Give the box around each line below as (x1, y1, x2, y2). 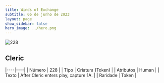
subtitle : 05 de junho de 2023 (5, 12, 70, 17)
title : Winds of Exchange (5, 7, 58, 12)
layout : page (5, 16, 32, 21)
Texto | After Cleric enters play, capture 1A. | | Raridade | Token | (5, 72, 137, 78)
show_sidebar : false (5, 21, 48, 26)
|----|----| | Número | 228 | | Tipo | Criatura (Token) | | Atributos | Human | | (5, 67, 160, 73)
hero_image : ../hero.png (5, 26, 56, 31)
